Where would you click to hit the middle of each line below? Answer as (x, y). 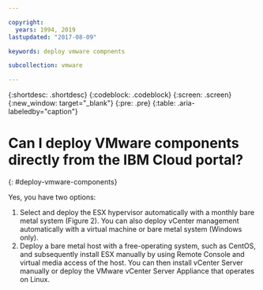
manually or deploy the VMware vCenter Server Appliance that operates (137, 271)
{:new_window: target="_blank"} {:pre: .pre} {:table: (92, 103)
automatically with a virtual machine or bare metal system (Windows (131, 229)
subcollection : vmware (45, 65)
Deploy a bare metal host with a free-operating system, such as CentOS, (138, 246)
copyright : (26, 22)
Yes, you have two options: (52, 197)
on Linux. (34, 280)
